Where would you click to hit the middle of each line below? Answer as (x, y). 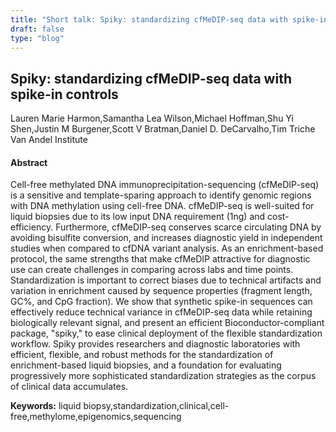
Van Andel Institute (49, 140)
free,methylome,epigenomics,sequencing (96, 417)
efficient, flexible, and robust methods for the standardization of (142, 355)
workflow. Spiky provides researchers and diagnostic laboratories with (155, 344)
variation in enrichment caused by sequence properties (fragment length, (161, 291)
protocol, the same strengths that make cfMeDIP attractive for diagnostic (160, 259)
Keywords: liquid (46, 406)
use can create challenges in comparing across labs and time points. (152, 270)
